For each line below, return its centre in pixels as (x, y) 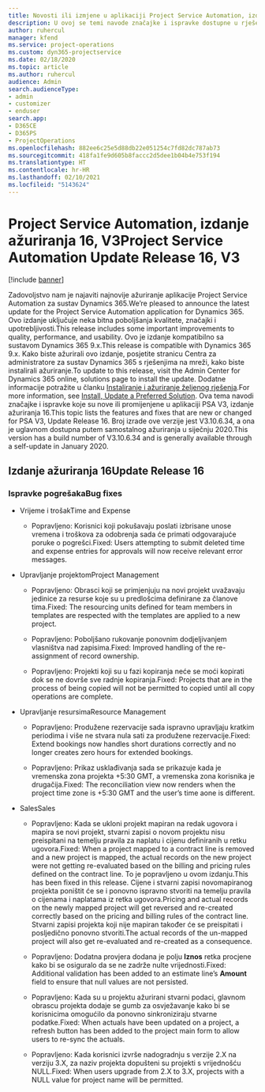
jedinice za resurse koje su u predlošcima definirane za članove (134, 599)
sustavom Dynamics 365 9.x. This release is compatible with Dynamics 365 (130, 345)
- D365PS (22, 133)
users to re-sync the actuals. (78, 1039)
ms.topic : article (38, 67)
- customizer (30, 104)
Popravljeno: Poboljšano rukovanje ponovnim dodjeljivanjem (129, 639)
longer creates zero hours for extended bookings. (112, 753)
